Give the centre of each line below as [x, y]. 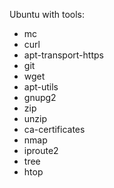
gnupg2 [40, 97]
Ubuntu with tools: [47, 14]
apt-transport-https [63, 55]
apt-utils [41, 87]
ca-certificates [54, 129]
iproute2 [41, 150]
